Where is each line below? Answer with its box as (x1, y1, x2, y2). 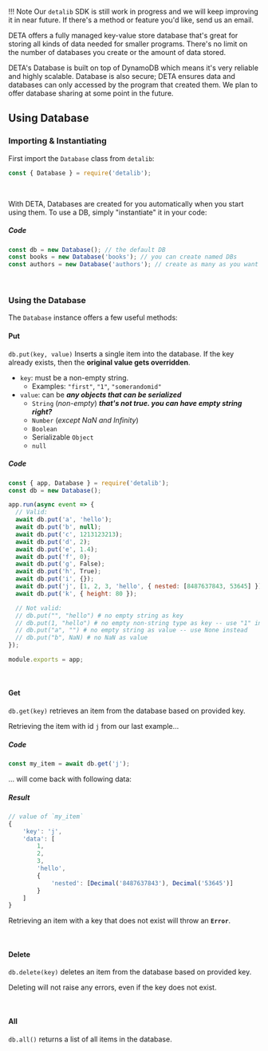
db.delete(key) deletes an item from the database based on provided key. (8, 967, 252, 977)
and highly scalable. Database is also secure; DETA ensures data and (8, 72, 235, 81)
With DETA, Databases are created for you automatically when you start (8, 199, 244, 208)
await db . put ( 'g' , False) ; (15, 560, 105, 569)
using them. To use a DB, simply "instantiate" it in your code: (8, 207, 207, 217)
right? (31, 407, 53, 416)
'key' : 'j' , (22, 827, 62, 836)
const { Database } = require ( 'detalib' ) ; (8, 169, 152, 177)
